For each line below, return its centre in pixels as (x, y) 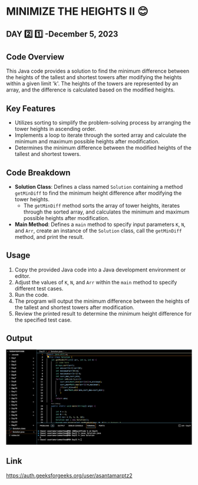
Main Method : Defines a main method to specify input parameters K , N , (100, 225)
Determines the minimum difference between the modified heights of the (103, 148)
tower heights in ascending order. (55, 129)
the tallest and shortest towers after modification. (74, 307)
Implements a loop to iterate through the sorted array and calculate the (100, 135)
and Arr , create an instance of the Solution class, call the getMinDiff (98, 231)
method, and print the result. (49, 237)
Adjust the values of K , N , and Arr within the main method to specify (96, 282)
